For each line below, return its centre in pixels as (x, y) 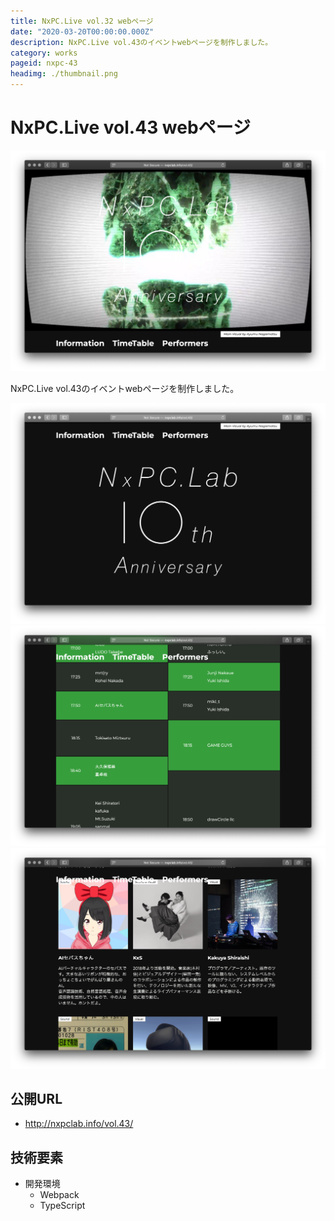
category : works (44, 53)
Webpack (59, 1195)
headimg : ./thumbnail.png (64, 74)
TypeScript (62, 1206)
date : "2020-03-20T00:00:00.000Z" (82, 31)
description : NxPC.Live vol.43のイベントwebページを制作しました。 (141, 42)
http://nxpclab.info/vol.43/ (79, 1124)
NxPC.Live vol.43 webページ (131, 127)
